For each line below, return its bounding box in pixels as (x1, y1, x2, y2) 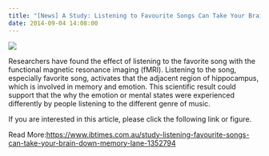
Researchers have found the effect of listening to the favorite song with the (8, 56, 256, 66)
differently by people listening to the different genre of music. (8, 98, 211, 108)
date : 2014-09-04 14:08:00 (8, 19, 98, 27)
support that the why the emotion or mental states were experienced (8, 90, 235, 100)
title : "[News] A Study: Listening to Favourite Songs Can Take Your (8, 11, 246, 20)
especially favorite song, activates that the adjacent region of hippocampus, (8, 73, 259, 82)
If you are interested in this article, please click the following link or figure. (8, 114, 252, 124)
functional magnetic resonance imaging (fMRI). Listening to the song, (8, 65, 237, 74)
